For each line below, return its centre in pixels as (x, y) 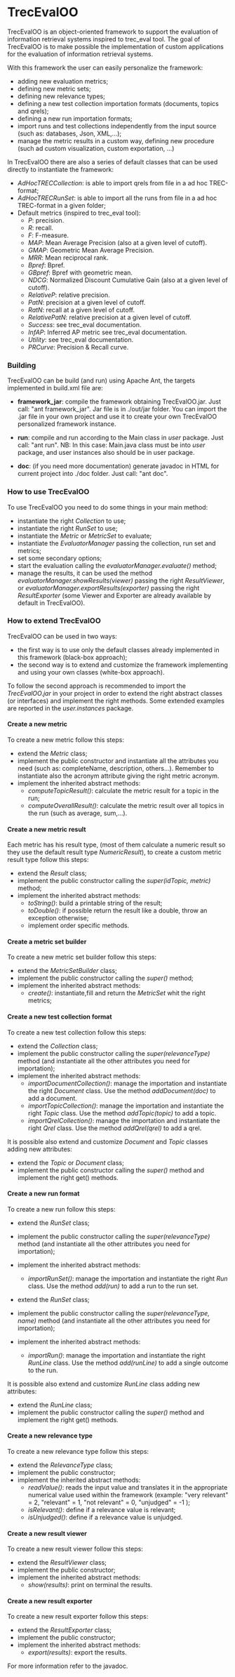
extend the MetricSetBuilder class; (67, 971)
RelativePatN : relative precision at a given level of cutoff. (109, 317)
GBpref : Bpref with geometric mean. (80, 272)
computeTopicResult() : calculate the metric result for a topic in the (123, 791)
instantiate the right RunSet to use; (67, 528)
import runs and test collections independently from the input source (117, 126)
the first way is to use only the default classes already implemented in (118, 649)
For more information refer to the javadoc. (68, 1666)
